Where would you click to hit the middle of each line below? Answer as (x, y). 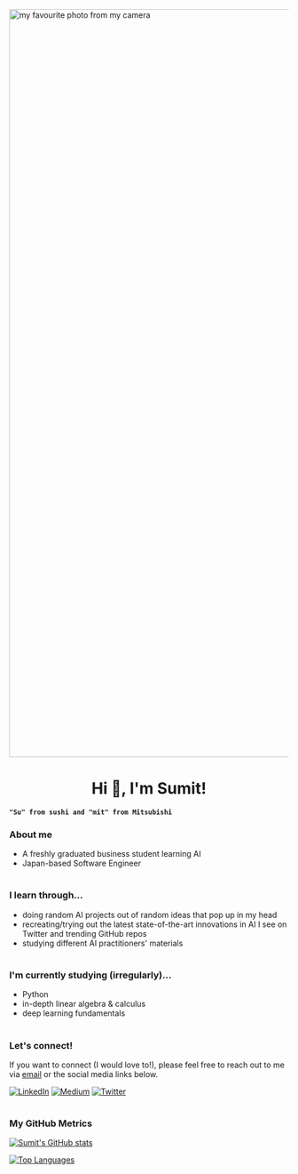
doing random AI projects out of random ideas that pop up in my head (149, 914)
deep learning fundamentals (74, 1013)
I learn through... (46, 895)
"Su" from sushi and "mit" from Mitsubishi (91, 812)
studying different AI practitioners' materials (102, 943)
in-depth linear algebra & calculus (84, 1004)
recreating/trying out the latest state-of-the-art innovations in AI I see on (154, 924)
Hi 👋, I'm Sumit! (149, 789)
